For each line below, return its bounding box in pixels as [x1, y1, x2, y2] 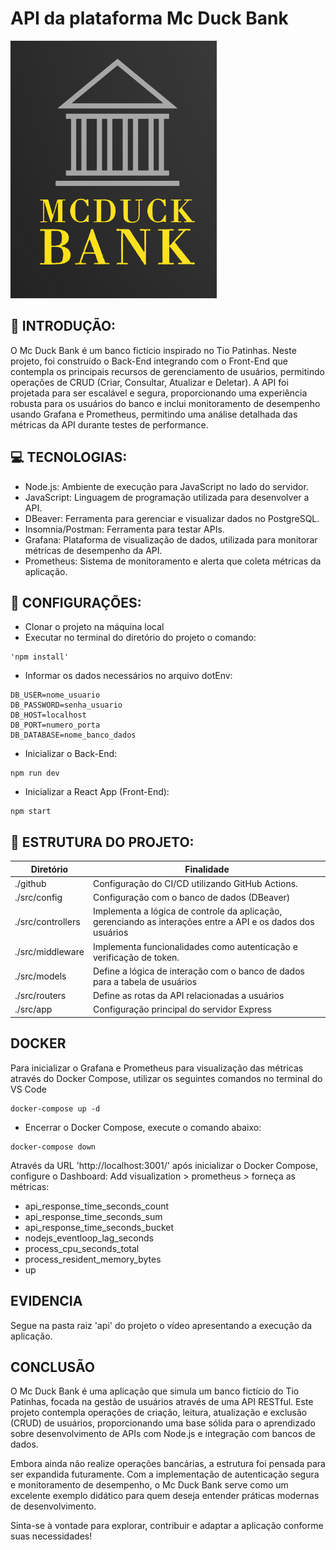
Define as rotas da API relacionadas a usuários [92, 990, 285, 1002]
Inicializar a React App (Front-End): [24, 786, 170, 798]
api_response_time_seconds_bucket [24, 1221, 175, 1233]
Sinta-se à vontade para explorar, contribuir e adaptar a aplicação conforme [10, 1520, 324, 1532]
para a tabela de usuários [92, 975, 198, 987]
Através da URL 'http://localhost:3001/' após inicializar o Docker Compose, [10, 1159, 319, 1171]
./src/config [14, 892, 63, 904]
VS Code [10, 1083, 47, 1095]
